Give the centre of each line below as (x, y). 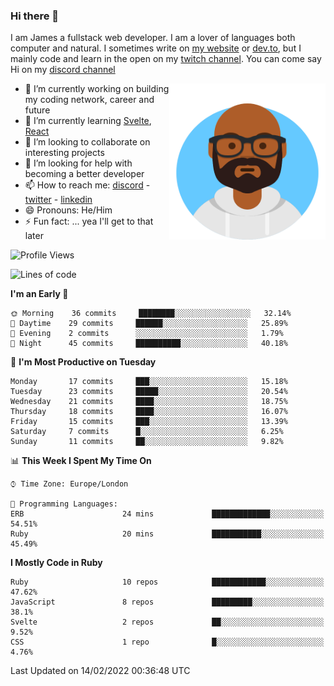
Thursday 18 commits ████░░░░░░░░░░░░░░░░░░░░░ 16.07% (149, 412)
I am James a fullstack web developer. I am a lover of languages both (153, 38)
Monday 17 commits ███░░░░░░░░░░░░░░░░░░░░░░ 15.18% (149, 382)
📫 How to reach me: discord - (87, 185)
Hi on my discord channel (63, 70)
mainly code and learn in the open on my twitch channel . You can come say (166, 59)
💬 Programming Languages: (64, 504)
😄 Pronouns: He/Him (68, 210)
